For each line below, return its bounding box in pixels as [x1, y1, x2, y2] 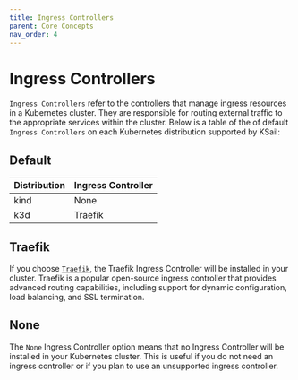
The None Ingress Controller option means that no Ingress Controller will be [9, 341, 285, 352]
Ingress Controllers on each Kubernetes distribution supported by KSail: [9, 126, 280, 137]
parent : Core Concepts [9, 22, 94, 30]
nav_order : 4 [9, 30, 58, 39]
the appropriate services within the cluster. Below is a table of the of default [9, 117, 289, 128]
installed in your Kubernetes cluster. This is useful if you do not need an [9, 350, 274, 361]
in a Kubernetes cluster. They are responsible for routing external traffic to [9, 108, 283, 118]
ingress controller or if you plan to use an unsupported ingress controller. [9, 360, 279, 371]
